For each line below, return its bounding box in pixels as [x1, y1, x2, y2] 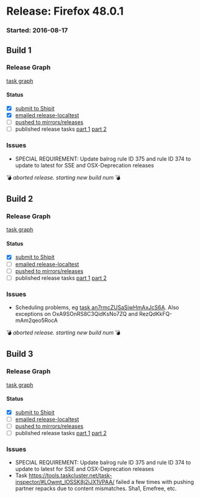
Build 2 [6, 194, 34, 204]
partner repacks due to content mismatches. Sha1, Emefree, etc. [15, 485, 177, 493]
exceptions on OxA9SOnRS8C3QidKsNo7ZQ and [15, 310, 138, 317]
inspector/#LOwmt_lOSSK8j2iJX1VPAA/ [15, 478, 115, 486]
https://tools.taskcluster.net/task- [28, 472, 113, 479]
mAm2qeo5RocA [15, 317, 58, 324]
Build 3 [6, 349, 34, 359]
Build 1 [6, 45, 32, 56]
